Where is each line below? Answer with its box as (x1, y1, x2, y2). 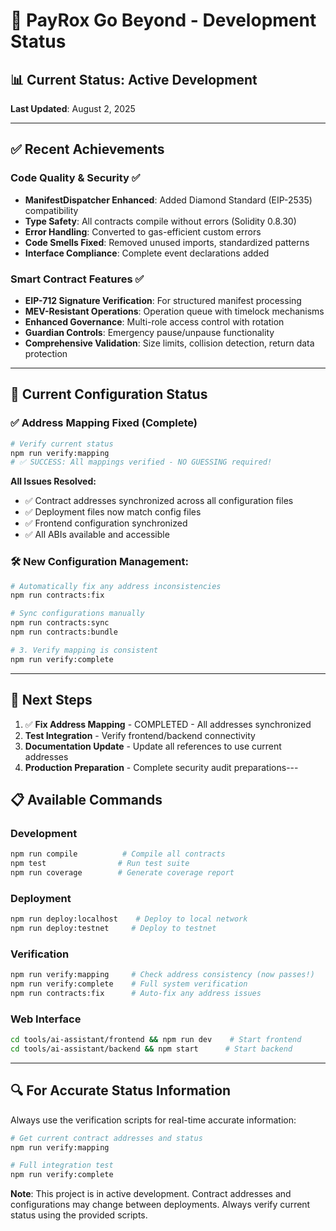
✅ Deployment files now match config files (24, 506, 202, 518)
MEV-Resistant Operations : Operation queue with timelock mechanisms (24, 305, 325, 317)
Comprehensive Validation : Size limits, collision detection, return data (24, 337, 315, 349)
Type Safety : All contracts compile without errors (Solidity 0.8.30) (24, 215, 297, 227)
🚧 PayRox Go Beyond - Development (10, 9, 317, 32)
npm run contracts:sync (10, 618, 110, 628)
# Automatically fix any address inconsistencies (10, 581, 222, 591)
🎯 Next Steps (10, 692, 93, 709)
